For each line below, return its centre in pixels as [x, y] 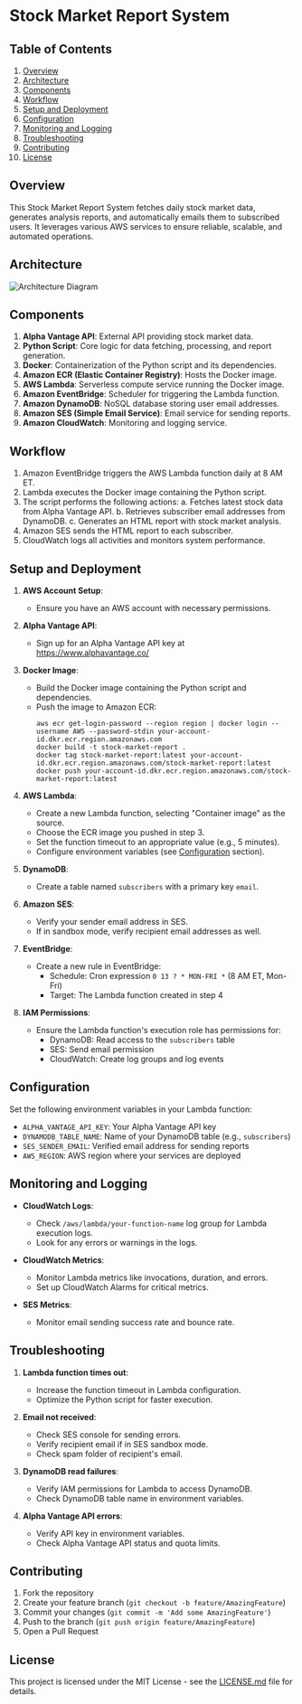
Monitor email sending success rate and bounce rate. [135, 1322]
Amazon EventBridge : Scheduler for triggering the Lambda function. [151, 394]
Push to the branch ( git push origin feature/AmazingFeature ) [139, 1622]
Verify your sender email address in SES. [112, 922]
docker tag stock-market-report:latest [111, 756]
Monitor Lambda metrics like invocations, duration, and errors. [152, 1277]
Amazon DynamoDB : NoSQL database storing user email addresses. [151, 404]
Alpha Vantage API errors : [72, 1516]
